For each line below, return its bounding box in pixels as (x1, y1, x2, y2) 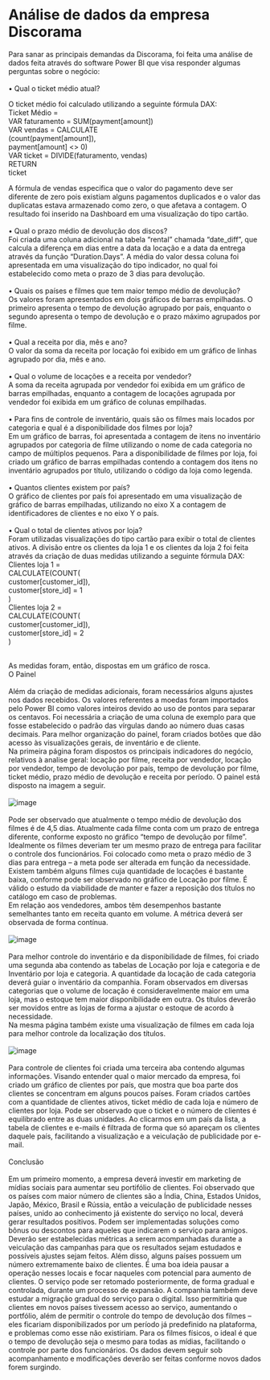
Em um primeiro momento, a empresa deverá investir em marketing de (8, 1174, 242, 1184)
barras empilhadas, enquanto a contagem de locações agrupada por (8, 388, 235, 398)
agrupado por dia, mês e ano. (8, 354, 106, 364)
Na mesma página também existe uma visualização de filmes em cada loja (8, 1020, 255, 1030)
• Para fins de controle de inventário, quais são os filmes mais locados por (8, 414, 256, 424)
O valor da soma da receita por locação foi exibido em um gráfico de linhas (8, 345, 257, 355)
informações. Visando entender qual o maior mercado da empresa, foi (8, 1071, 241, 1080)
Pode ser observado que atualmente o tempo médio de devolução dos (8, 815, 242, 824)
